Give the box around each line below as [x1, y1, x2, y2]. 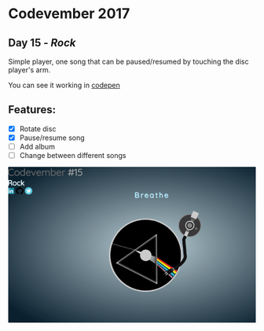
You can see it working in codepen [8, 80, 120, 90]
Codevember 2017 [8, 5, 130, 23]
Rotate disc [19, 123, 57, 134]
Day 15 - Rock [8, 36, 76, 50]
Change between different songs [19, 151, 126, 160]
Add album [19, 142, 55, 151]
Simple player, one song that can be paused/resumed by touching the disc [8, 57, 249, 66]
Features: [8, 103, 57, 116]
